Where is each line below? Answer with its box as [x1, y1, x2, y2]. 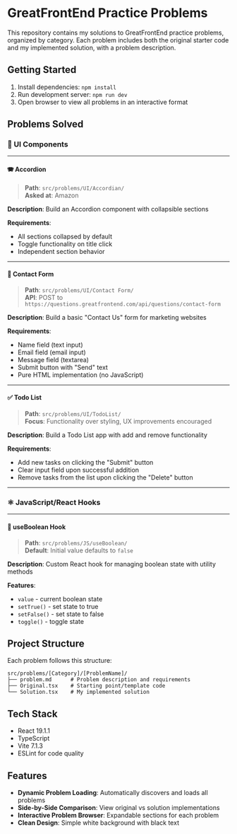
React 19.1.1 [17, 726, 51, 735]
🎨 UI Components [7, 139, 68, 149]
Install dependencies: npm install [17, 83, 116, 91]
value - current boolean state [17, 594, 103, 603]
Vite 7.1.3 [17, 741, 44, 751]
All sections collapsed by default [17, 232, 113, 241]
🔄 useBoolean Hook [7, 522, 66, 531]
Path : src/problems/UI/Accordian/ [24, 183, 125, 192]
